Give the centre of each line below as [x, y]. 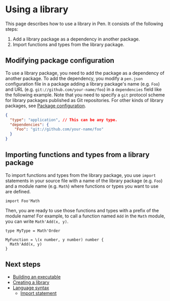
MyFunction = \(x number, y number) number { [54, 239]
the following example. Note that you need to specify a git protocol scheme [85, 95]
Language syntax [31, 288]
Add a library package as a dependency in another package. [76, 39]
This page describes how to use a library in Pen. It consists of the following [84, 24]
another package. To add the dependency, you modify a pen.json [74, 78]
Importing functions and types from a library [77, 155]
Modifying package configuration [60, 61]
